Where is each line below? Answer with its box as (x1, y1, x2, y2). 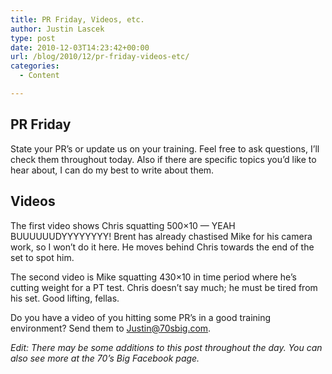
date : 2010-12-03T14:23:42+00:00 (10, 42, 150, 53)
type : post (10, 33, 56, 43)
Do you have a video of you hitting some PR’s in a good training (10, 311, 272, 323)
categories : (10, 61, 60, 71)
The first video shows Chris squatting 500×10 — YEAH (10, 219, 236, 231)
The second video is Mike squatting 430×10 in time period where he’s (10, 271, 297, 283)
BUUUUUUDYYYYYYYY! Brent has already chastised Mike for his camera (10, 230, 313, 242)
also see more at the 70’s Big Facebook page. (10, 352, 200, 364)
